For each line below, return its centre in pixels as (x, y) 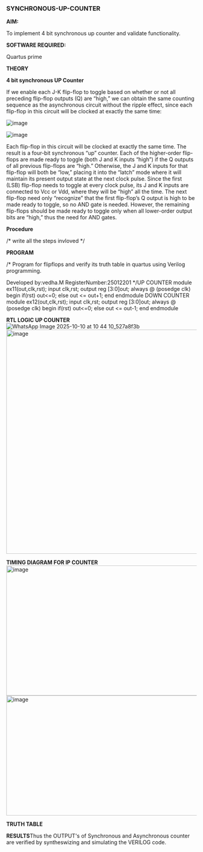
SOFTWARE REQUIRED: (36, 45)
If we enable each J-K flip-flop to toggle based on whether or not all (91, 92)
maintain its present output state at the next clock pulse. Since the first (94, 179)
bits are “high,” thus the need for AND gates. (62, 218)
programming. (24, 271)
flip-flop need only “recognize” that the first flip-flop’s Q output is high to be (101, 198)
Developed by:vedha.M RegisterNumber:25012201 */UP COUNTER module (99, 282)
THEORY (18, 68)
